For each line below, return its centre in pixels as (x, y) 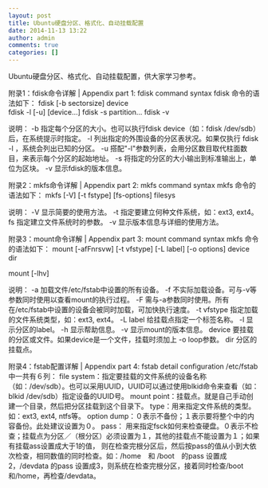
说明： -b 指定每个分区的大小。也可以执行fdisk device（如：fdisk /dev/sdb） (132, 129)
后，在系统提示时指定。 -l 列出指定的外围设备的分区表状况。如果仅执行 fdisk (134, 139)
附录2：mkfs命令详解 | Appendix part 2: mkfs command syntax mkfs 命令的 (132, 185)
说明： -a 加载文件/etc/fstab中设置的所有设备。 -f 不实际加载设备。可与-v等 (133, 290)
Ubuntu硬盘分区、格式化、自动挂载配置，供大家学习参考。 (104, 76)
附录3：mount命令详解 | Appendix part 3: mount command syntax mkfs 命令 (134, 239)
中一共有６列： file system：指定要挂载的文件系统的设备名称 (108, 376)
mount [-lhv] (29, 273)
